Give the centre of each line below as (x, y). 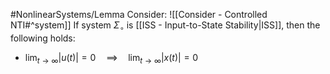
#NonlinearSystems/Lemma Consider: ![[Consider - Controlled (139, 14)
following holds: (43, 38)
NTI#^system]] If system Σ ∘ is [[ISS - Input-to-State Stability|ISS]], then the (165, 26)
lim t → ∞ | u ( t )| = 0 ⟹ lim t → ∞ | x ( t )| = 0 (111, 58)
